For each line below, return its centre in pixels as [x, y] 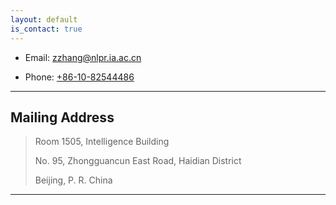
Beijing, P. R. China [73, 180]
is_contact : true [46, 29]
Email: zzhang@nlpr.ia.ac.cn [83, 57]
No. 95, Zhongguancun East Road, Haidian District [138, 161]
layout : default [44, 19]
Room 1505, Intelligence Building [102, 142]
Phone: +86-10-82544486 [79, 77]
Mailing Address [62, 117]
